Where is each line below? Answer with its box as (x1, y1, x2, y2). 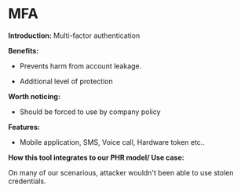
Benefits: (8, 46, 39, 55)
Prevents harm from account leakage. (19, 61, 142, 71)
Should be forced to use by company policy (19, 107, 161, 116)
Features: (8, 122, 41, 131)
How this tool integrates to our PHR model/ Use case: (8, 153, 184, 162)
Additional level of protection (19, 76, 113, 86)
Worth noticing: (8, 91, 61, 101)
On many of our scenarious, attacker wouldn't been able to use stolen (8, 168, 234, 177)
